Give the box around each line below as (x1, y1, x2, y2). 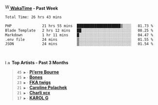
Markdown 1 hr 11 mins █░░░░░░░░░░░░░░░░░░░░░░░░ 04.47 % (5, 33, 153, 37)
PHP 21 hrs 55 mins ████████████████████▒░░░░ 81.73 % (5, 23, 153, 28)
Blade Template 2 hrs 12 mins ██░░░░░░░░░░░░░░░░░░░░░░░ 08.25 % (5, 28, 153, 33)
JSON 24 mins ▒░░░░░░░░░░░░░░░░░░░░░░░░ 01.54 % (5, 41, 153, 47)
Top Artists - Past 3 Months (11, 60, 69, 66)
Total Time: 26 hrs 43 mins (5, 15, 62, 19)
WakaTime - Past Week (10, 5, 58, 11)
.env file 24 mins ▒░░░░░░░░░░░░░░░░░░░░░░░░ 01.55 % (5, 37, 153, 42)
